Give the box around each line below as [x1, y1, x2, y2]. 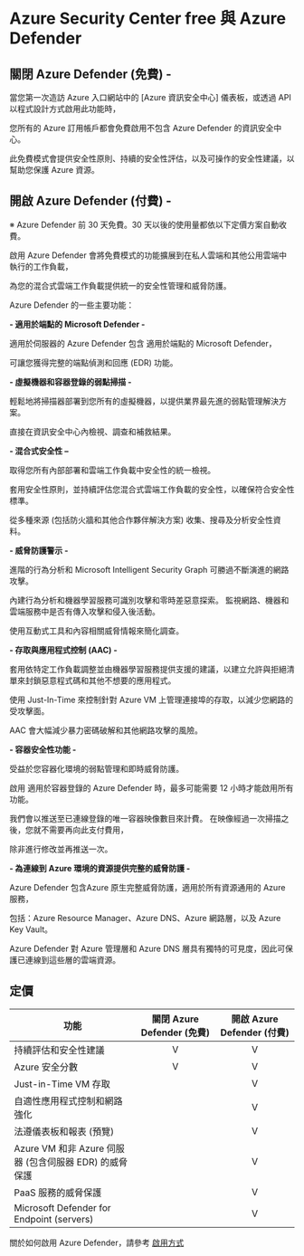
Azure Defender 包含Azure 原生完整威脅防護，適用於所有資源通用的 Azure [9, 881, 286, 892]
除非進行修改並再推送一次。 [9, 843, 113, 854]
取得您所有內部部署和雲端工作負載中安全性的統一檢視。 [9, 464, 215, 475]
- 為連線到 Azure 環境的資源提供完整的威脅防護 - [9, 862, 191, 873]
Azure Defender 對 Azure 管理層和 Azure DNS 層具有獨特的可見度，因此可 [9, 943, 286, 954]
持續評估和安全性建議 [14, 1043, 106, 1056]
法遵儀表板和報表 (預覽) [14, 1125, 115, 1137]
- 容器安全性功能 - [9, 744, 77, 755]
